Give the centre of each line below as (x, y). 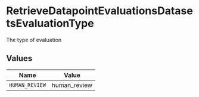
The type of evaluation (34, 40)
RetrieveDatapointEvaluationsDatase (100, 11)
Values (19, 58)
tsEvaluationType (50, 23)
